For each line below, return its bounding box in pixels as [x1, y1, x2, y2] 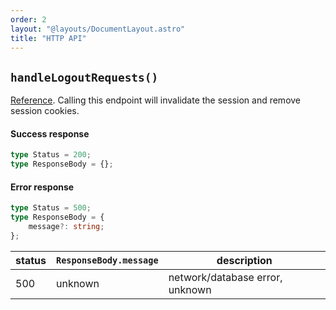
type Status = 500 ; [10, 203, 92, 213]
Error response [10, 181, 75, 193]
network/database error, [168, 270, 283, 284]
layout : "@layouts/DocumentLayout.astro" [10, 24, 186, 34]
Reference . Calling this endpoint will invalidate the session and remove [10, 94, 302, 106]
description [216, 253, 273, 267]
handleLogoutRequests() [10, 70, 159, 85]
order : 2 [10, 14, 47, 25]
